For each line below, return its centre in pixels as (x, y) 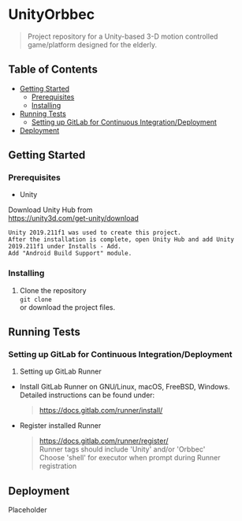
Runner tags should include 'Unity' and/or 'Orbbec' (122, 449)
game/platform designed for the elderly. (92, 44)
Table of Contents (53, 70)
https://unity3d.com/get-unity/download (74, 218)
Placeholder (28, 510)
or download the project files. (67, 307)
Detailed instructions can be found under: (87, 395)
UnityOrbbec (52, 15)
